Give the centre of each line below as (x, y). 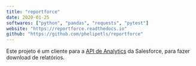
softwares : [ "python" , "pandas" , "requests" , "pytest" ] (77, 23)
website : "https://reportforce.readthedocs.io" (67, 28)
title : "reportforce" (33, 12)
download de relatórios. (35, 58)
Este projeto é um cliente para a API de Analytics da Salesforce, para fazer (98, 51)
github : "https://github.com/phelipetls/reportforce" (75, 34)
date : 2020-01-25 (28, 17)
